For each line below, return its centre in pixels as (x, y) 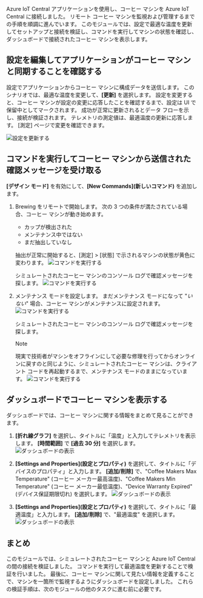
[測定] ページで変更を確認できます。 (63, 125)
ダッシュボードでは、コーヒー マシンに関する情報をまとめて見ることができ (100, 415)
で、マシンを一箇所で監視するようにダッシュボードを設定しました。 (91, 582)
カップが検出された (48, 227)
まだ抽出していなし (48, 242)
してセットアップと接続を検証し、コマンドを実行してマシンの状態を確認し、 (102, 32)
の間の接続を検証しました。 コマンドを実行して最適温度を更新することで (97, 566)
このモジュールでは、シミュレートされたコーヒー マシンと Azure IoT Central (101, 559)
